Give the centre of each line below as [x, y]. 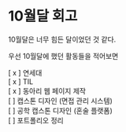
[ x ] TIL [21, 81]
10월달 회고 [43, 16]
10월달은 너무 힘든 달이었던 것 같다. [62, 39]
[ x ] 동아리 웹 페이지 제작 [47, 90]
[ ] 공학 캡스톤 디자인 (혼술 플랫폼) [60, 110]
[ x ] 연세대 [25, 72]
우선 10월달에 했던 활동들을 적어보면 [63, 56]
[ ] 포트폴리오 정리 [36, 120]
